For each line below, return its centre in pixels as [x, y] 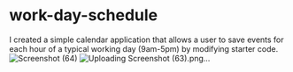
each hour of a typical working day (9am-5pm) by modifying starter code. [144, 48]
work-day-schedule [84, 15]
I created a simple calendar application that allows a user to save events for [147, 40]
